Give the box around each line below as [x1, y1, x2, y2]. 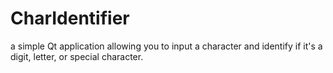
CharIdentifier [10, 7, 130, 30]
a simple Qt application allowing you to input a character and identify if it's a [10, 40, 323, 52]
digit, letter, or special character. [10, 50, 144, 62]
